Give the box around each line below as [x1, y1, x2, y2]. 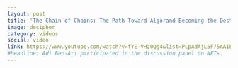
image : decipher [7, 23, 55, 30]
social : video [7, 37, 50, 44]
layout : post [7, 10, 46, 18]
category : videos [7, 30, 59, 38]
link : [7, 43, 23, 50]
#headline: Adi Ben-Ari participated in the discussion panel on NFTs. [7, 50, 223, 57]
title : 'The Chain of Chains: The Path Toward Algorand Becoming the [7, 17, 217, 24]
